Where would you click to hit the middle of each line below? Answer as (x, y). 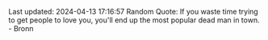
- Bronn (21, 28)
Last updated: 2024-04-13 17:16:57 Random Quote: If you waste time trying (133, 12)
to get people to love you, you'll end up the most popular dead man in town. (134, 20)
